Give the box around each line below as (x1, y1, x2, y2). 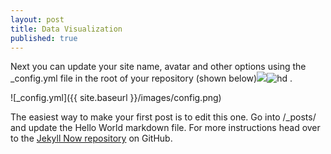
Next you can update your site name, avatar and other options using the (10, 61, 307, 73)
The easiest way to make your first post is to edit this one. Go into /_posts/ (10, 111, 317, 123)
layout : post (10, 14, 65, 25)
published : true (10, 33, 78, 43)
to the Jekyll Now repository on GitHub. (10, 132, 173, 145)
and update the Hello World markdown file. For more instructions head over (10, 122, 321, 134)
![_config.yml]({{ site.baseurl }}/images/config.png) (10, 92, 222, 104)
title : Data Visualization (10, 24, 123, 34)
